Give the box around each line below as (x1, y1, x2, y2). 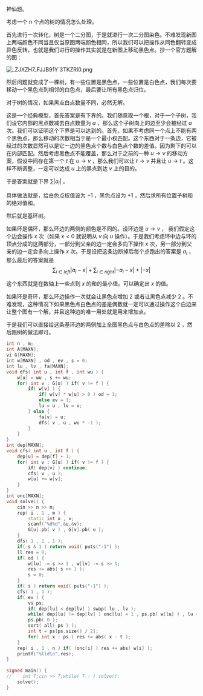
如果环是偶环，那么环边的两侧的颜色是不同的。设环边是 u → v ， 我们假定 (6, 225, 190, 232)
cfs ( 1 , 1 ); (17, 589, 53, 595)
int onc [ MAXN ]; (6, 493, 45, 499)
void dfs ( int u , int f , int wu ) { (6, 369, 104, 375)
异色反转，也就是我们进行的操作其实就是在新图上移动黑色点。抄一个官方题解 (6, 46, 197, 53)
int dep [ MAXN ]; (6, 442, 45, 449)
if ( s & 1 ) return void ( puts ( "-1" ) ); (17, 543, 120, 550)
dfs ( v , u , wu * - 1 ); (38, 420, 101, 426)
